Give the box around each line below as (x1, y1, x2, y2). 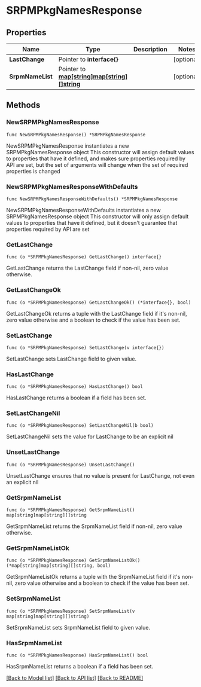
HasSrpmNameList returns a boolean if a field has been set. (6, 662, 154, 670)
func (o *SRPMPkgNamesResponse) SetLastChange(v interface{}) (6, 344, 165, 350)
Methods (6, 100, 41, 111)
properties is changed (6, 167, 61, 175)
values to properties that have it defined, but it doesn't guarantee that (6, 219, 178, 226)
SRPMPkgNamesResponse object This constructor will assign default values (6, 148, 194, 155)
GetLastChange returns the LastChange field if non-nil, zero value (6, 264, 169, 272)
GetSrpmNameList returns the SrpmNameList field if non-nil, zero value (6, 523, 182, 530)
